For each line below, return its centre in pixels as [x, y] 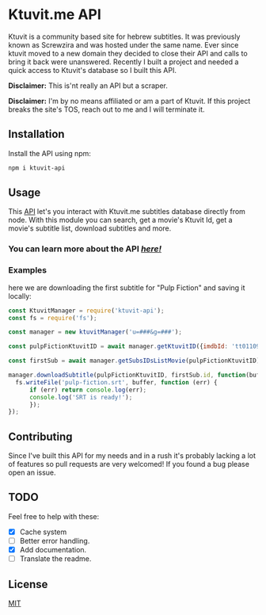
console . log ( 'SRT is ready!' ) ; [81, 397]
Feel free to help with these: [54, 516]
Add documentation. [53, 550]
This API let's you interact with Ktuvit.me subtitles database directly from [127, 212]
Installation [36, 134]
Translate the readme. [55, 559]
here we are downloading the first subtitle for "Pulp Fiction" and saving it [127, 288]
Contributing [40, 436]
